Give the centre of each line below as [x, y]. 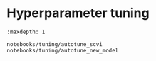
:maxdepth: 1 [26, 32]
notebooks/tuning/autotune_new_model [63, 50]
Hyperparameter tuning [78, 13]
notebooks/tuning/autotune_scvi [54, 44]
